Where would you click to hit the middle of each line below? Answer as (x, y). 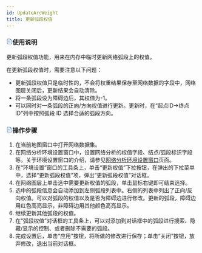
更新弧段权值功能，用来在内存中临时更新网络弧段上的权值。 (81, 57)
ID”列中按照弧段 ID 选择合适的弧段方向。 (66, 113)
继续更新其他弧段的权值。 (47, 213)
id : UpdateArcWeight (32, 13)
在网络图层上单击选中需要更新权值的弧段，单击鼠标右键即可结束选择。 (103, 183)
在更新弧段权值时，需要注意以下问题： (54, 69)
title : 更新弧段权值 (29, 19)
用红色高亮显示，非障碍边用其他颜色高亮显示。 (73, 206)
